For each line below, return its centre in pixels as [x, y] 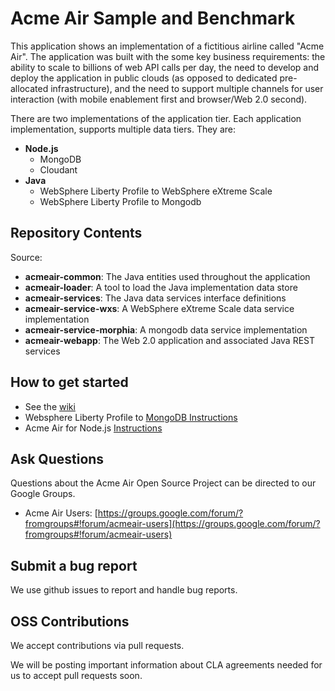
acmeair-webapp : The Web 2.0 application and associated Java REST [170, 340]
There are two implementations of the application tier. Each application [156, 118]
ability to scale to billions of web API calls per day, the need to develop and [165, 67]
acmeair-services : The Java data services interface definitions [155, 298]
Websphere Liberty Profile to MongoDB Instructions [131, 417]
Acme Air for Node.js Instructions [93, 428]
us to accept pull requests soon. [76, 675]
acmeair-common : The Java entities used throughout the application [167, 276]
